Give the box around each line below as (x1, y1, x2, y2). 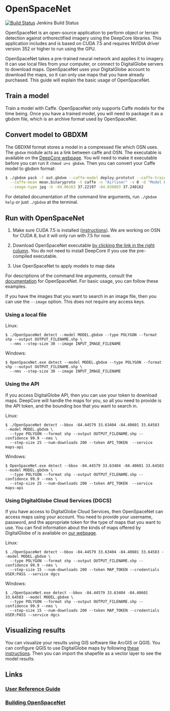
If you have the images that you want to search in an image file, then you (5, 293, 157, 299)
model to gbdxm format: (5, 165, 56, 171)
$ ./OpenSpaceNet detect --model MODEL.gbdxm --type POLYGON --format (5, 332, 157, 338)
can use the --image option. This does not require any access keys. (5, 299, 145, 304)
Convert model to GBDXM (5, 130, 88, 139)
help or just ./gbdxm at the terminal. (5, 199, 78, 205)
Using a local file (5, 311, 47, 318)
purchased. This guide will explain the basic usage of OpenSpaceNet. (5, 77, 151, 83)
